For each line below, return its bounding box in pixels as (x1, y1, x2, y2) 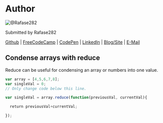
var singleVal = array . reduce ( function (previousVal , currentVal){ (5, 95, 147, 100)
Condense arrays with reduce (5, 54, 100, 62)
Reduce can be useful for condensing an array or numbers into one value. (5, 67, 158, 73)
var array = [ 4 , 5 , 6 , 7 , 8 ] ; (5, 76, 59, 82)
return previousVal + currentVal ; (10, 104, 78, 109)
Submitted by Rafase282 (5, 29, 57, 35)
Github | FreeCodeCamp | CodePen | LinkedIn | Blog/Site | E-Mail (5, 39, 140, 45)
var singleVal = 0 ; (5, 81, 46, 86)
